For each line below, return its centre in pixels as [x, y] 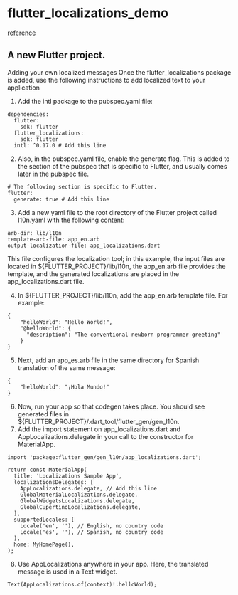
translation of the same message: [66, 367]
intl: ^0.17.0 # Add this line [60, 145]
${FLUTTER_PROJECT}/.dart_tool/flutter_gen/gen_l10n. [98, 421]
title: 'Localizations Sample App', [68, 476]
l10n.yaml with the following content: [71, 220]
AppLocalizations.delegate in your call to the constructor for [106, 436]
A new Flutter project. [56, 55]
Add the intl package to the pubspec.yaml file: [85, 101]
